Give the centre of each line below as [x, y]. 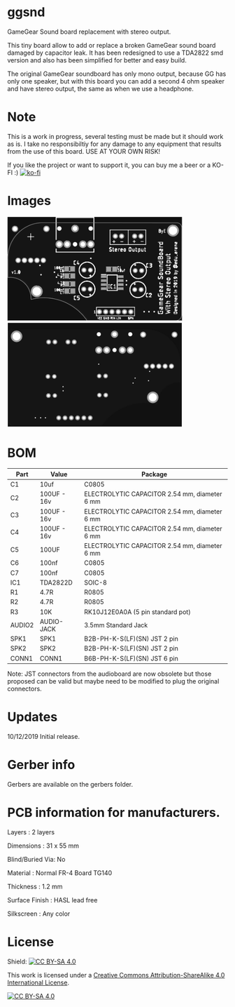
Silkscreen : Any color [39, 914]
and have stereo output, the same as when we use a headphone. [100, 88]
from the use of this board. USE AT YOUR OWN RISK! [84, 151]
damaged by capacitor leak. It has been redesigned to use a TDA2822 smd [115, 53]
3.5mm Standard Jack [116, 625]
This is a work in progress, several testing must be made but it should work [115, 136]
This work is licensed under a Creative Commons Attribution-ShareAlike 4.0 [116, 975]
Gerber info [41, 765]
